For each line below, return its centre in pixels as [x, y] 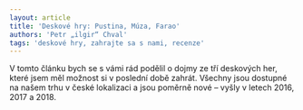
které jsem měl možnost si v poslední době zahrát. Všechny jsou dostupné [148, 78]
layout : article [40, 18]
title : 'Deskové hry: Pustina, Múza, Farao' [95, 26]
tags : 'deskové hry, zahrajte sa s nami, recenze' [107, 43]
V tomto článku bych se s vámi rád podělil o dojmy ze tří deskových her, [144, 69]
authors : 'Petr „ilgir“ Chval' [68, 34]
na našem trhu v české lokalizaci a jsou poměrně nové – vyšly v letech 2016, [152, 87]
